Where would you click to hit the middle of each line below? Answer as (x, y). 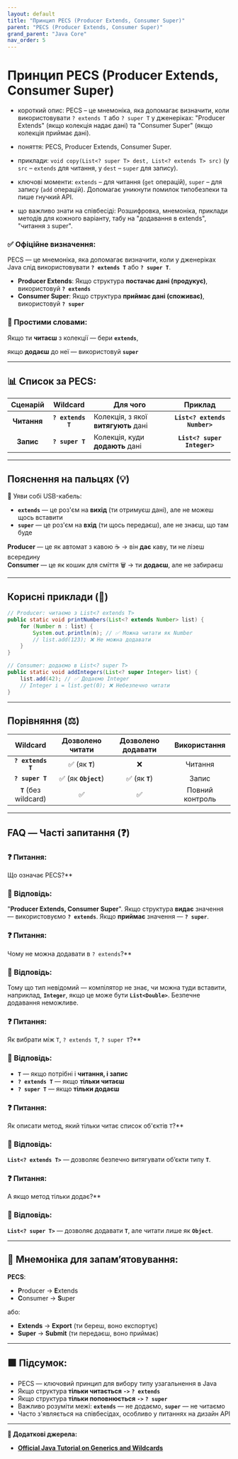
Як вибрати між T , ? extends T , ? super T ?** (74, 1040)
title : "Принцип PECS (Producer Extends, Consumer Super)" (96, 21)
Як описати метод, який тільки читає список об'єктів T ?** (96, 1126)
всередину (24, 557)
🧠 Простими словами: (47, 322)
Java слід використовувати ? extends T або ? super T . (89, 267)
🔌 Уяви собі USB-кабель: (45, 496)
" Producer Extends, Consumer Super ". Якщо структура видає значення (116, 909)
